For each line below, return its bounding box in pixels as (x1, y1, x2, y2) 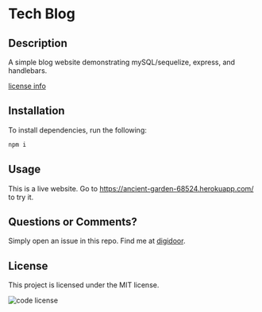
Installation (8, 104, 65, 117)
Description (8, 37, 67, 50)
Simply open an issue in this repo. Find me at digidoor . (8, 236, 186, 246)
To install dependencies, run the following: (8, 125, 147, 135)
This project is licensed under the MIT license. (8, 280, 160, 290)
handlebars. (8, 66, 48, 75)
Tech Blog (8, 5, 75, 23)
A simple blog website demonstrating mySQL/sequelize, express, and (8, 57, 236, 67)
